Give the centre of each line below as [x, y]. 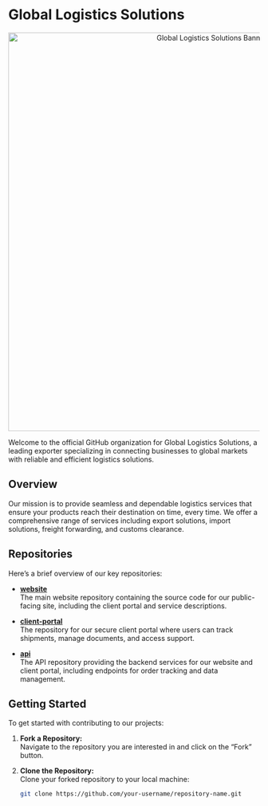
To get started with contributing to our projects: [86, 723]
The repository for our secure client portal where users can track [126, 629]
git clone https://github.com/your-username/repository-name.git [130, 794]
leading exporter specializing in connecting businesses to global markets [128, 450]
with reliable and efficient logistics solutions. [81, 459]
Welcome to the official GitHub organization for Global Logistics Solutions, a [133, 442]
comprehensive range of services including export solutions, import [120, 521]
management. [43, 678]
